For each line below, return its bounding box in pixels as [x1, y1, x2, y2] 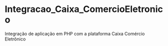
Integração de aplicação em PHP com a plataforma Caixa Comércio [5, 30, 145, 36]
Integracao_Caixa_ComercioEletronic [5, 3, 163, 15]
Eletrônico [5, 36, 26, 42]
